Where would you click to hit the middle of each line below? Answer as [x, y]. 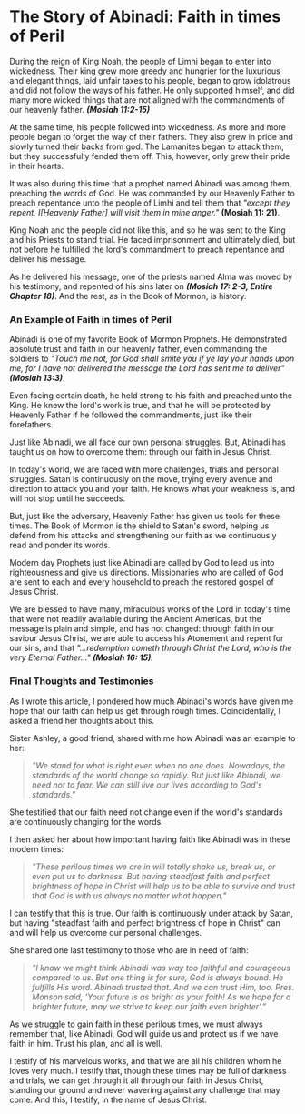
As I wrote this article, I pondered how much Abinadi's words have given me [152, 701]
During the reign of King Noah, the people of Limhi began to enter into [140, 61]
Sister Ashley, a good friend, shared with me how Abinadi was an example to [152, 738]
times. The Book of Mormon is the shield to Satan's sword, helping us [139, 526]
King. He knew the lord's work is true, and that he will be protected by [140, 406]
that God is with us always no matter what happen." [129, 895]
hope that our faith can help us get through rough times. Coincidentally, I [145, 710]
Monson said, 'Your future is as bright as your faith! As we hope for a [161, 997]
